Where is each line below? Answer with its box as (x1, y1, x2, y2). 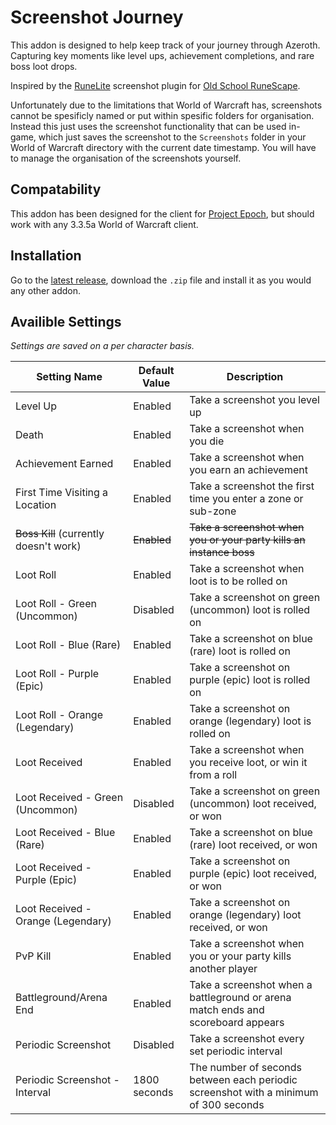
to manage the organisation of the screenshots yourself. (10, 152, 242, 164)
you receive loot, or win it (189, 756, 308, 770)
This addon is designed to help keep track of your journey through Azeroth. (10, 39, 321, 51)
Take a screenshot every (189, 1032, 305, 1046)
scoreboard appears (189, 1016, 285, 1030)
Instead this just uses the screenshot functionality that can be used (10, 120, 287, 132)
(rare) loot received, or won (189, 838, 318, 852)
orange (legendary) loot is (189, 714, 312, 728)
